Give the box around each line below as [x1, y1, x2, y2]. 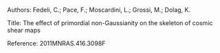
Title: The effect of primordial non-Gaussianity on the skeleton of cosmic [7, 19, 213, 26]
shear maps [7, 26, 41, 34]
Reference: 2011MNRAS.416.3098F [7, 39, 106, 47]
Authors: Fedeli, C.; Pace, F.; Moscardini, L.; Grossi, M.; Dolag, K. [7, 6, 191, 14]
